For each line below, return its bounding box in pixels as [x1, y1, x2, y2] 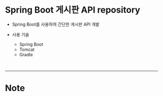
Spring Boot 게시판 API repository [5, 4, 141, 16]
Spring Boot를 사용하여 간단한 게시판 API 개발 [12, 21, 99, 27]
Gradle [19, 51, 33, 57]
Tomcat [19, 47, 35, 52]
